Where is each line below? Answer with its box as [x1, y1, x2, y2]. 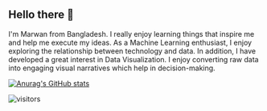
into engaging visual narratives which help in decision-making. [8, 63, 216, 73]
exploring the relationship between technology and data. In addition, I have [8, 46, 256, 56]
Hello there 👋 [8, 8, 75, 22]
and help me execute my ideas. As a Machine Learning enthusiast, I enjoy [8, 38, 252, 47]
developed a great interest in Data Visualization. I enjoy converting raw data [8, 54, 259, 64]
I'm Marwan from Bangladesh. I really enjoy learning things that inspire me [8, 29, 255, 38]
